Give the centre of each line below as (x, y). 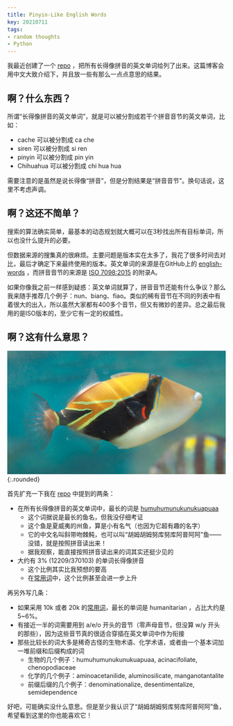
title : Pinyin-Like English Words (57, 15)
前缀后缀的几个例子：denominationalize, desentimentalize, (111, 684)
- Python (20, 44)
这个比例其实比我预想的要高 (67, 570)
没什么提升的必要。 (46, 240)
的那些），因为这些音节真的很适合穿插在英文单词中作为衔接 (101, 634)
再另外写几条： (28, 593)
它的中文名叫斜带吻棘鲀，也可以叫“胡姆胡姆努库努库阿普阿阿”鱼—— (124, 535)
